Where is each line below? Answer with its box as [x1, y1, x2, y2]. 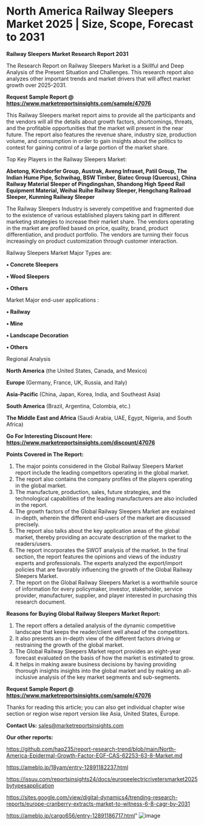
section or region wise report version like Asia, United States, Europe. [6, 710, 180, 717]
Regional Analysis [6, 355, 51, 363]
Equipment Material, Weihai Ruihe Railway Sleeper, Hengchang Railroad [6, 187, 191, 194]
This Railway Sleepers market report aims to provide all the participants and [6, 111, 195, 119]
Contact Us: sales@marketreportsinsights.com [6, 722, 124, 729]
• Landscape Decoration [6, 332, 69, 339]
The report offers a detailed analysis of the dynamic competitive [15, 622, 176, 629]
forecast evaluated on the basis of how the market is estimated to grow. [15, 654, 194, 661]
